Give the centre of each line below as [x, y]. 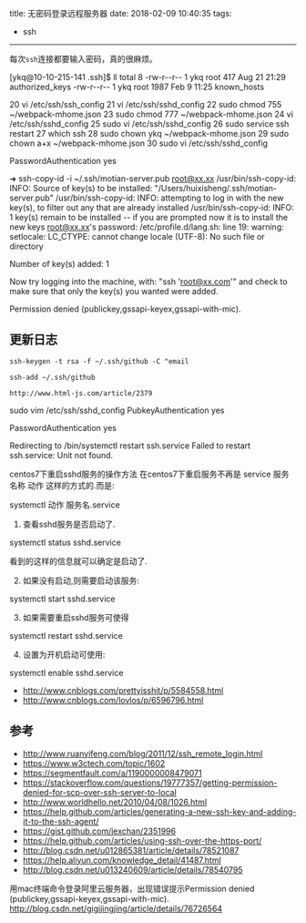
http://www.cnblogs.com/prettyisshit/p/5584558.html [123, 690]
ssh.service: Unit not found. [61, 455]
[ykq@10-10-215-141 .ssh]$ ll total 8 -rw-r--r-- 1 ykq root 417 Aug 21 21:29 [148, 77]
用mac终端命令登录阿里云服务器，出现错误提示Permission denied [132, 888]
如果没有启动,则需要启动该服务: [81, 580]
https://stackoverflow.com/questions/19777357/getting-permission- [150, 783]
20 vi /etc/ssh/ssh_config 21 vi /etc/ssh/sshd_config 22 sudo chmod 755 [146, 104]
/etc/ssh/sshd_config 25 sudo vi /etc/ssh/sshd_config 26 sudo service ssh [149, 124]
